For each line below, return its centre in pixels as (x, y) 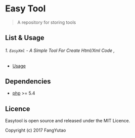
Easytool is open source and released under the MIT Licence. (67, 121)
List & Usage (25, 38)
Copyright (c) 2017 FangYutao (36, 130)
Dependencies (28, 81)
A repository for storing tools (46, 22)
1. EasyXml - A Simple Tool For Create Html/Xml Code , (60, 50)
